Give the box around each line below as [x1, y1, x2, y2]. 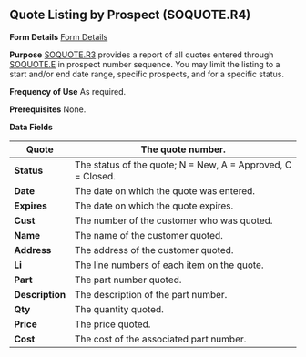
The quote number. [140, 143, 226, 156]
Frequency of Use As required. [9, 86, 127, 97]
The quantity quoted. [74, 302, 164, 315]
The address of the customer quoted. [74, 243, 234, 256]
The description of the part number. [74, 288, 228, 301]
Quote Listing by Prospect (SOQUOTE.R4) [9, 7, 251, 23]
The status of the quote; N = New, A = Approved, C [74, 158, 292, 171]
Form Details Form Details [9, 31, 108, 42]
